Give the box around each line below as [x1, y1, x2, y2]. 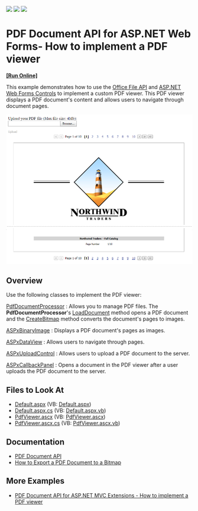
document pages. [6, 102, 49, 109]
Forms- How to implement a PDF [6, 40, 168, 53]
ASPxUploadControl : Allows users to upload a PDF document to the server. [6, 350, 190, 357]
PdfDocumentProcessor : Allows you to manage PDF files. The [6, 303, 158, 310]
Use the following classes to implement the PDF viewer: [6, 291, 142, 299]
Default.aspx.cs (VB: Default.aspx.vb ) [14, 407, 106, 414]
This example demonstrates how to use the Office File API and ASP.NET [6, 83, 181, 90]
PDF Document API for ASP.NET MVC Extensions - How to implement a [14, 491, 189, 499]
